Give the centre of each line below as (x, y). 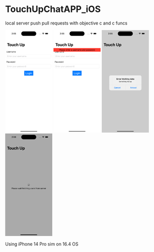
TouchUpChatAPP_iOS (53, 9)
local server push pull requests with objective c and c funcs (66, 23)
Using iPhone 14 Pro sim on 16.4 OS (42, 244)
